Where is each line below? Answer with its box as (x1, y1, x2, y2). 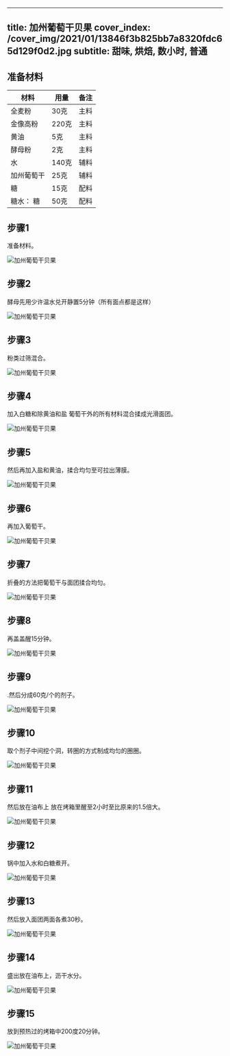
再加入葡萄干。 (7, 523, 49, 531)
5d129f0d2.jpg (7, 45, 72, 57)
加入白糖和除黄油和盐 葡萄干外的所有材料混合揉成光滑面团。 (7, 410, 177, 418)
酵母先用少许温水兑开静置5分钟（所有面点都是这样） (7, 297, 155, 306)
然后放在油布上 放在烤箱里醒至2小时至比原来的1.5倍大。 (7, 803, 164, 811)
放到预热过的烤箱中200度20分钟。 (7, 1027, 104, 1035)
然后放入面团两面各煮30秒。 (7, 915, 87, 923)
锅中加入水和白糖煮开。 (7, 859, 73, 867)
